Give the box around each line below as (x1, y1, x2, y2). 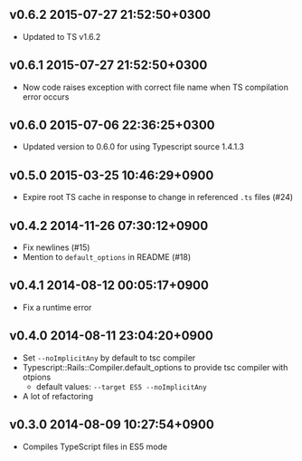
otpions (22, 371, 52, 382)
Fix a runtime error (22, 302, 92, 312)
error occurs (22, 91, 70, 102)
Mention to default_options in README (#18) (22, 252, 192, 263)
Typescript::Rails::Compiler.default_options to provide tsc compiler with (22, 361, 288, 372)
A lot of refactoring (22, 390, 93, 401)
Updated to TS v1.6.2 (22, 31, 101, 42)
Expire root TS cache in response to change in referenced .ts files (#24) (22, 192, 294, 203)
